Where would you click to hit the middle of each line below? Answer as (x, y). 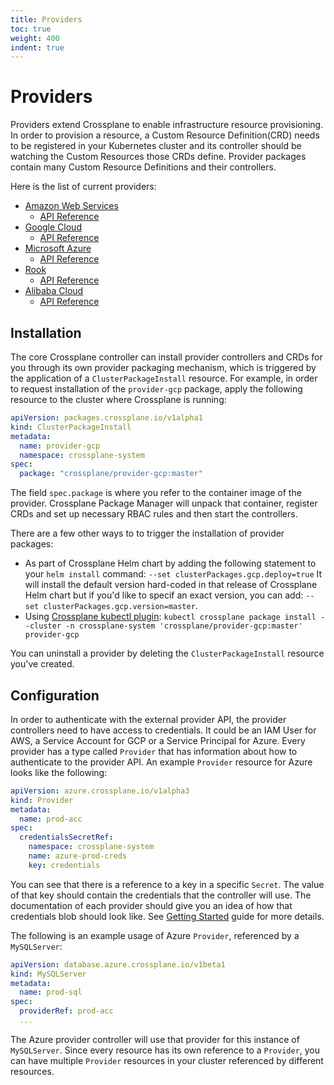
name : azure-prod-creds (78, 856)
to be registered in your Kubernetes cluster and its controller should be (156, 146)
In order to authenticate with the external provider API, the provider (148, 719)
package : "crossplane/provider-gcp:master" (111, 474)
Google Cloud (53, 227)
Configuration (55, 695)
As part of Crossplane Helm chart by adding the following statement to (170, 563)
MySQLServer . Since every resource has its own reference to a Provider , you (165, 1050)
